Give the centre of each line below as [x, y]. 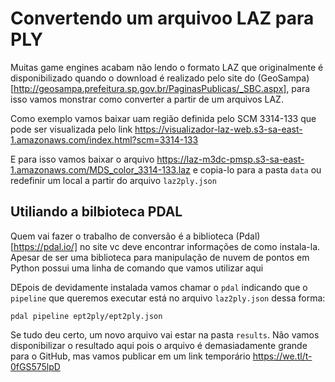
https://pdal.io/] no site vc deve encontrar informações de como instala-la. [167, 246]
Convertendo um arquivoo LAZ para [162, 18]
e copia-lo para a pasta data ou [257, 169]
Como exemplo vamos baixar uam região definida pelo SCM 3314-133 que [163, 118]
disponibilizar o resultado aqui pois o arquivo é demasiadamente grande [159, 345]
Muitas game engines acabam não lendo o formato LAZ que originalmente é [167, 67]
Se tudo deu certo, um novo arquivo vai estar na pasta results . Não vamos [165, 334]
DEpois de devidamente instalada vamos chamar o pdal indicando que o [159, 287]
